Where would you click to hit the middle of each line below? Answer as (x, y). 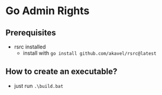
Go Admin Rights (48, 11)
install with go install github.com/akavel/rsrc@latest (90, 53)
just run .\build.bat (38, 86)
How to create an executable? (61, 72)
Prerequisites (31, 33)
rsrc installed (30, 47)
